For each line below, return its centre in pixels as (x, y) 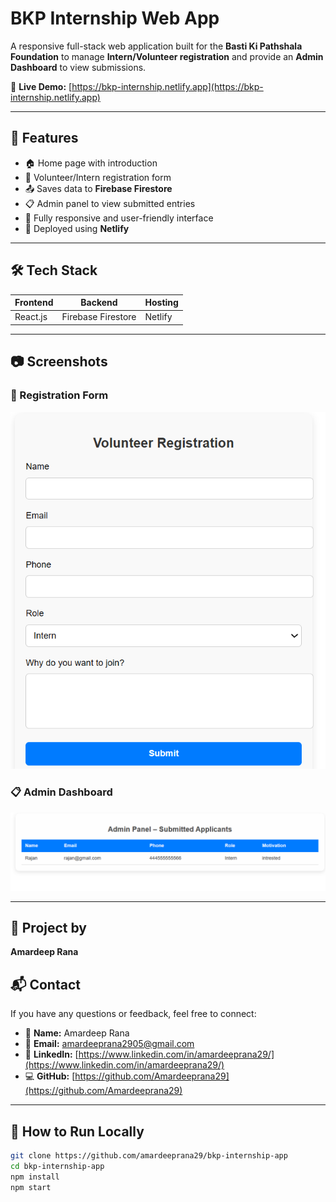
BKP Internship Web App (115, 18)
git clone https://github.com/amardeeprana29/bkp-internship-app (149, 1156)
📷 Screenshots (59, 362)
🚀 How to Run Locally (77, 1131)
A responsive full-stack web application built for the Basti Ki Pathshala (156, 46)
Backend (99, 303)
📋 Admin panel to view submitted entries (110, 203)
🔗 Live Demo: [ (41, 86)
